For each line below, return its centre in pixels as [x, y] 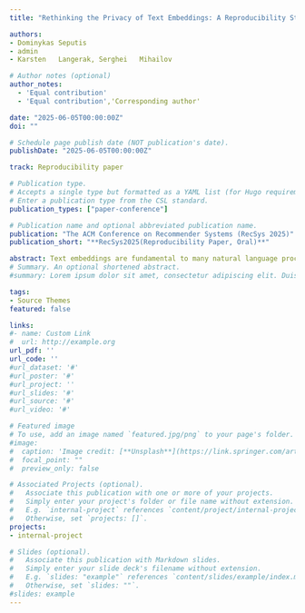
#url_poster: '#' [42, 376]
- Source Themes [40, 301]
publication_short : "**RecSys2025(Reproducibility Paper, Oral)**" [140, 242]
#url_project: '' [42, 384]
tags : [20, 292]
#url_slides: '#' [42, 393]
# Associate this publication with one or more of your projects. [142, 493]
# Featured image [42, 426]
